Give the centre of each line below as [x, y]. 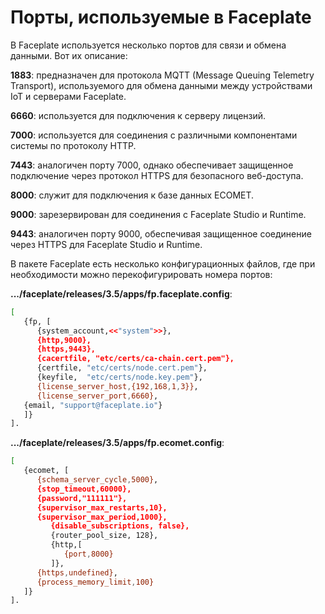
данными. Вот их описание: [69, 55]
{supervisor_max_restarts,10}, [102, 507]
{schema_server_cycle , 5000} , [97, 480]
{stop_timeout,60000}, [84, 489]
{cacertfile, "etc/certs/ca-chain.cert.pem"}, [135, 359]
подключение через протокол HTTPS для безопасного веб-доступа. [157, 175]
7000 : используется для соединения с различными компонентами [154, 135]
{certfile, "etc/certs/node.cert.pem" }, [122, 368]
